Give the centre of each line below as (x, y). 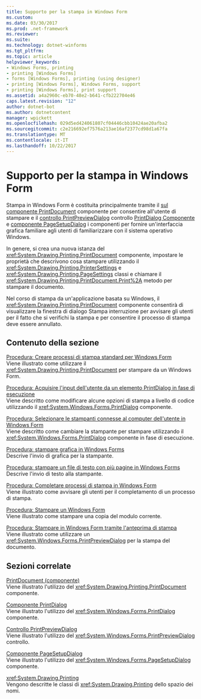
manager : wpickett (29, 118)
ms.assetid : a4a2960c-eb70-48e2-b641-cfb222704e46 (71, 95)
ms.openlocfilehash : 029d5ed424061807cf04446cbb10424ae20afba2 (87, 124)
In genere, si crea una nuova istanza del (55, 248)
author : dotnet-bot (31, 107)
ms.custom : (20, 17)
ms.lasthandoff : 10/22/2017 (41, 146)
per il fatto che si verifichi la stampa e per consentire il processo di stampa (98, 317)
